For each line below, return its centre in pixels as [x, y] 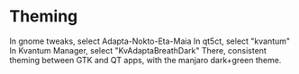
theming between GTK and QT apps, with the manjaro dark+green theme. [145, 60]
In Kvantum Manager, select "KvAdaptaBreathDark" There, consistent [138, 50]
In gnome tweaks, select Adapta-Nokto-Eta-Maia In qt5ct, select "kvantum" [150, 41]
